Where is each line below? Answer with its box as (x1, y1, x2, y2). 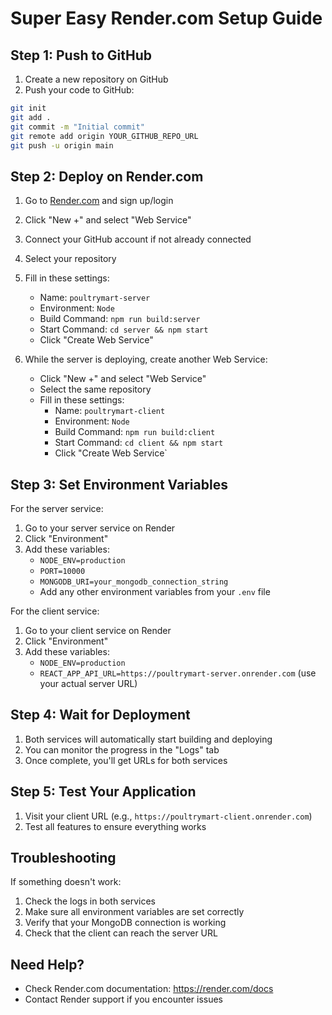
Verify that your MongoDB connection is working (24, 917, 227, 929)
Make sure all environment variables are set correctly (24, 906, 245, 918)
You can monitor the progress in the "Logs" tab (24, 743, 220, 756)
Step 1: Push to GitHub (10, 47, 153, 64)
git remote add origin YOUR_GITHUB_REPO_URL (10, 131, 199, 141)
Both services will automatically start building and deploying (24, 733, 273, 745)
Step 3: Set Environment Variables (10, 476, 228, 493)
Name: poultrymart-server (39, 292, 151, 304)
